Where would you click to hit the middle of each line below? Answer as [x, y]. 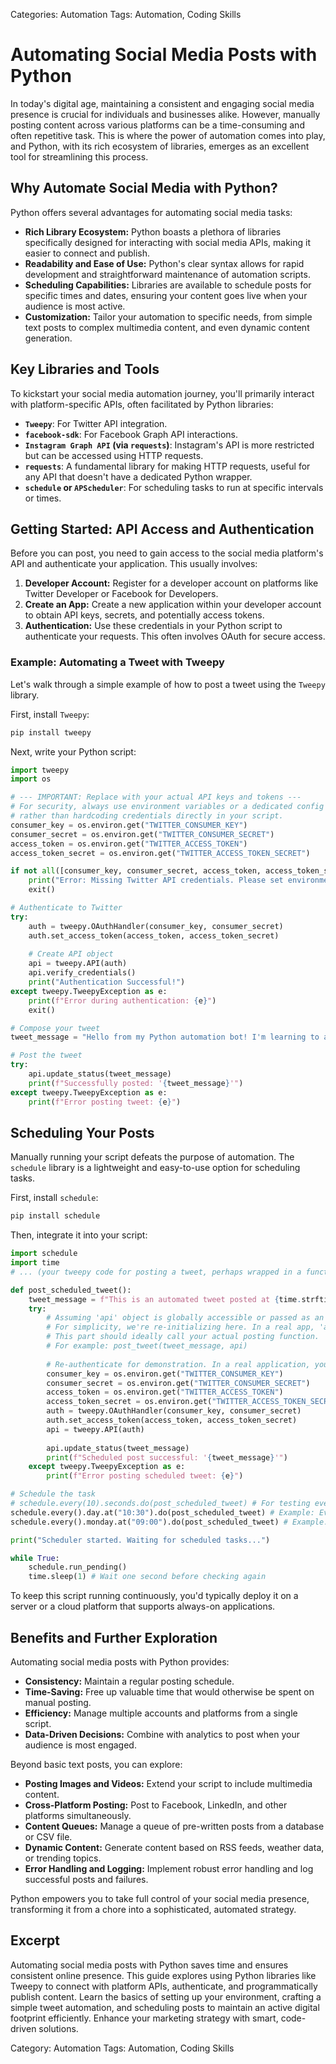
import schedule [44, 1254]
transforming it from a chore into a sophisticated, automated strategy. [153, 1910]
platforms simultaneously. [78, 1816]
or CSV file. [48, 1837]
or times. [43, 498]
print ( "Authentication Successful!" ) [107, 982]
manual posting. [58, 1703]
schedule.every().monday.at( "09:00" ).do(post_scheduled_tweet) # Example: [169, 1522]
